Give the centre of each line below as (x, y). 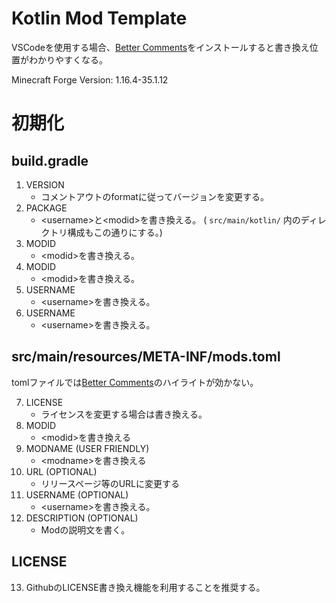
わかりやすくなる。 (68, 59)
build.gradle (50, 160)
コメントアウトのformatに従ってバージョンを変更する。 (154, 196)
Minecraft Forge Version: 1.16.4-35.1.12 (90, 79)
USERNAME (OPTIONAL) (77, 494)
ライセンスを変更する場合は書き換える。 (124, 414)
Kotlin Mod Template (99, 18)
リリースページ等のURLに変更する (110, 483)
